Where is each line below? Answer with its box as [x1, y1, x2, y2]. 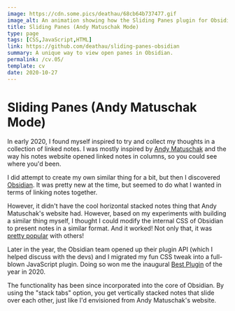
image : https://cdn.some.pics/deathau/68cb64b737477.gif [7, 10, 177, 18]
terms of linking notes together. [7, 188, 98, 197]
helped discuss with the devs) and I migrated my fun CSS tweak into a [7, 253, 210, 261]
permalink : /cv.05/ [7, 56, 64, 63]
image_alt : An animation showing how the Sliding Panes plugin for [7, 17, 208, 24]
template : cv [7, 62, 45, 70]
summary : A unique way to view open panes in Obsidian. [7, 50, 173, 57]
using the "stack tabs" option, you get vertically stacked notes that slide [7, 289, 215, 297]
